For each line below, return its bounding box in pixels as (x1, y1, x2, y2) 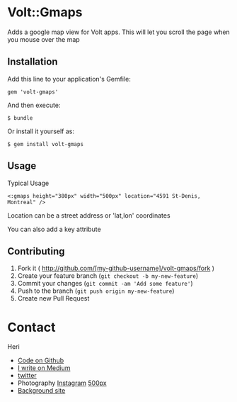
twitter (17, 372, 37, 380)
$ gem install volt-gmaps (7, 140, 83, 147)
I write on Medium (17, 364, 71, 372)
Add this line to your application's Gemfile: (7, 74, 131, 83)
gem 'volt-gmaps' (7, 88, 59, 96)
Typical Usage (7, 179, 50, 187)
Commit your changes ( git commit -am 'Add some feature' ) (17, 279, 193, 288)
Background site (17, 386, 66, 395)
